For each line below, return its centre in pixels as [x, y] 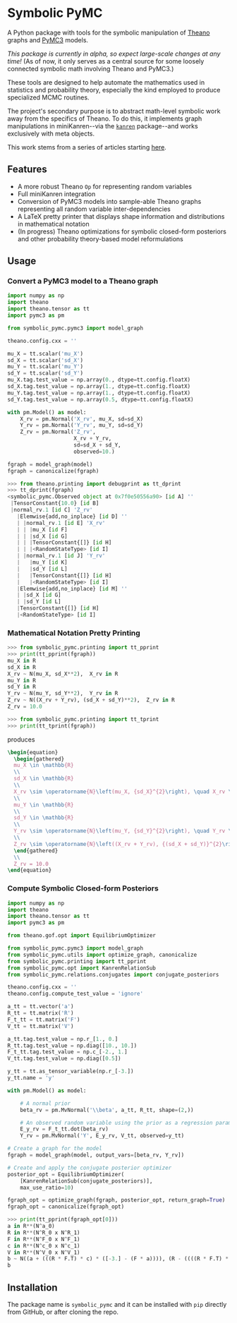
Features [27, 170]
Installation [32, 1287]
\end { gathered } [36, 851]
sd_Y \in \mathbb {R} [44, 818]
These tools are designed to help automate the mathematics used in [106, 82]
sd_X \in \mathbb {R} [44, 779]
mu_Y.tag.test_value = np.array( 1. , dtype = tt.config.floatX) [99, 393]
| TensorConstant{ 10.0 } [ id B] [55, 503]
